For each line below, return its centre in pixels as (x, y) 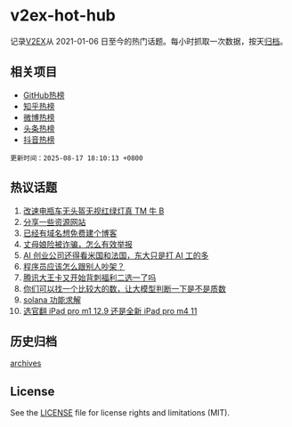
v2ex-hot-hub (63, 16)
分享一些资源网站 (54, 222)
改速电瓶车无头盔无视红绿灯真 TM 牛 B (93, 211)
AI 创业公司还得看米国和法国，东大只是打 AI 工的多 (116, 255)
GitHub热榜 (44, 95)
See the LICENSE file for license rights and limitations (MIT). (120, 413)
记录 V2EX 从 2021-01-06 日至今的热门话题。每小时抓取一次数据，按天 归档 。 (149, 41)
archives (26, 363)
